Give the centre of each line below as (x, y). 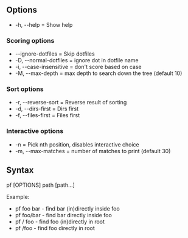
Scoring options (30, 40)
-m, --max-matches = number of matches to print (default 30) (93, 151)
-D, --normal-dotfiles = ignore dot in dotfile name (77, 60)
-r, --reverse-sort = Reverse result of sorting (71, 103)
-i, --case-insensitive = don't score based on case (78, 67)
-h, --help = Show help (44, 24)
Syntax (20, 170)
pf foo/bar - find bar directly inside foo (64, 215)
